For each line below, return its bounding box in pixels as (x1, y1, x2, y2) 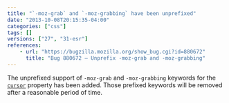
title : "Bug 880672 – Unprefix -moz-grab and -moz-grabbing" (25, 55, 206, 62)
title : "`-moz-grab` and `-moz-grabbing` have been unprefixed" (7, 10, 196, 17)
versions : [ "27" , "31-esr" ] (7, 36, 89, 43)
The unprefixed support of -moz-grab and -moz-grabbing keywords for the (7, 73, 217, 82)
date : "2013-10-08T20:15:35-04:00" (7, 16, 110, 23)
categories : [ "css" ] (7, 23, 67, 30)
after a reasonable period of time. (7, 88, 102, 96)
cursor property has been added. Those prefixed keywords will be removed (7, 80, 223, 89)
